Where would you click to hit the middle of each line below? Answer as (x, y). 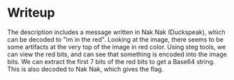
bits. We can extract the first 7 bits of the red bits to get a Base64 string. (111, 61)
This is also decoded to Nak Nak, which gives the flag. (86, 69)
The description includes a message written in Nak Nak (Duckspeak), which (116, 32)
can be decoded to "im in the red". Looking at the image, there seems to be (115, 39)
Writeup (31, 13)
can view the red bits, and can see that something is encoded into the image (117, 54)
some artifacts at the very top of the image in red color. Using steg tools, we (117, 47)
